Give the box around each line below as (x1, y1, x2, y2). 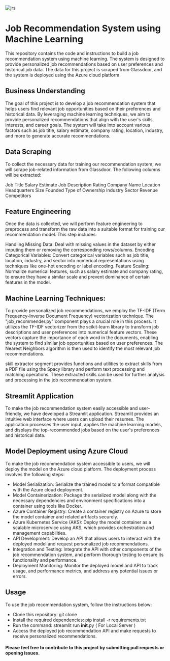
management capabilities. (12, 530, 67, 536)
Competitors (5, 192, 31, 199)
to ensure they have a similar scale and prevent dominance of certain (5, 274, 150, 280)
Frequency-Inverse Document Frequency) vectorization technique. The (5, 313, 154, 319)
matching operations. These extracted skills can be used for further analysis (5, 372, 165, 378)
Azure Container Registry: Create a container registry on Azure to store (12, 508, 161, 514)
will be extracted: (5, 172, 42, 178)
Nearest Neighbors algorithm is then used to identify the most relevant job (5, 345, 160, 351)
